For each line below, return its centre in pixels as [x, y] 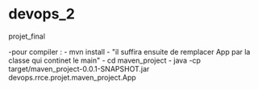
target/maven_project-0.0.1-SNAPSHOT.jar [79, 68]
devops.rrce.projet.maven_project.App [73, 77]
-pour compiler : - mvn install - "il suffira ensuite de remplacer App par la [129, 51]
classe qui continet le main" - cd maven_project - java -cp [105, 60]
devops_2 [42, 14]
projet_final [27, 36]
